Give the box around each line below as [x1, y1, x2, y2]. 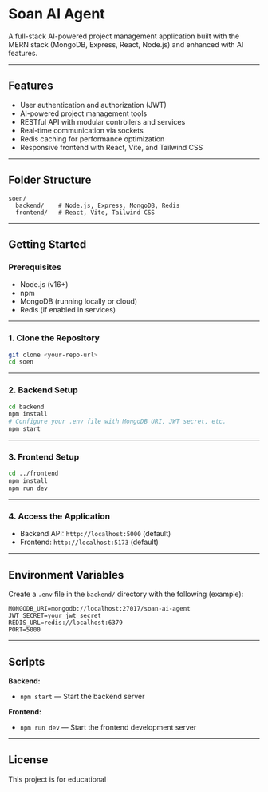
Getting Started [8, 237, 87, 251]
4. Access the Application [8, 511, 110, 522]
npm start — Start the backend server [19, 691, 145, 701]
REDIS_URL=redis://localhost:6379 [8, 619, 124, 627]
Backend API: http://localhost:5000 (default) [19, 529, 171, 539]
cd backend [8, 403, 45, 411]
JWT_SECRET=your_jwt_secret [8, 612, 102, 620]
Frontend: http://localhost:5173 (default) [19, 537, 160, 547]
